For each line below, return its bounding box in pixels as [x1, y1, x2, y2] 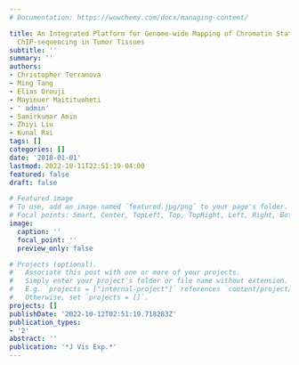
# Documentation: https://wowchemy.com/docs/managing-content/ [9, 12, 249, 22]
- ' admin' [9, 103, 50, 112]
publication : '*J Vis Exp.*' [9, 343, 117, 352]
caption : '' [17, 227, 62, 236]
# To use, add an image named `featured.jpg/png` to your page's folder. [9, 202, 289, 212]
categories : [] [9, 145, 66, 154]
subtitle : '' [9, 45, 58, 54]
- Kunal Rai [9, 128, 53, 138]
